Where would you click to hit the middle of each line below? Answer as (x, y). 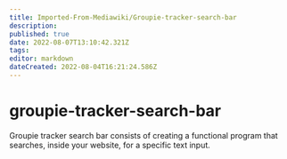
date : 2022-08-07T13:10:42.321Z (69, 42)
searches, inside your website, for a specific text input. (110, 145)
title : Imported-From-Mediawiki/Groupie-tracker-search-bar (123, 17)
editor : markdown (41, 59)
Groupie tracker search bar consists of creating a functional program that (143, 135)
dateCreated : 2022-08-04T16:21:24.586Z (83, 68)
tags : (19, 51)
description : (33, 26)
